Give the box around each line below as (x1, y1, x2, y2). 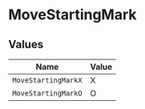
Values (8, 38, 44, 51)
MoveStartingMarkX (12, 76, 83, 85)
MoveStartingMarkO (12, 89, 83, 98)
